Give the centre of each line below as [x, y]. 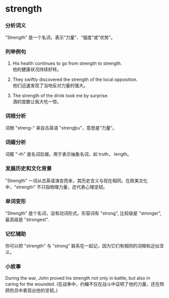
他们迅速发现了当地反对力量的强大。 [50, 85]
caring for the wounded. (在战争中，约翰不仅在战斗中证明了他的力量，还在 [82, 284]
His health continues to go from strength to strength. [67, 63]
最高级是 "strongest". [27, 219]
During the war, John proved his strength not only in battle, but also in [78, 278]
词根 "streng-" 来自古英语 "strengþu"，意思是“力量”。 [61, 128]
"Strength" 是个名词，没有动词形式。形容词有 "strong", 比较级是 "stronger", [83, 213]
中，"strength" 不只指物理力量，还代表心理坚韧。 [56, 187]
